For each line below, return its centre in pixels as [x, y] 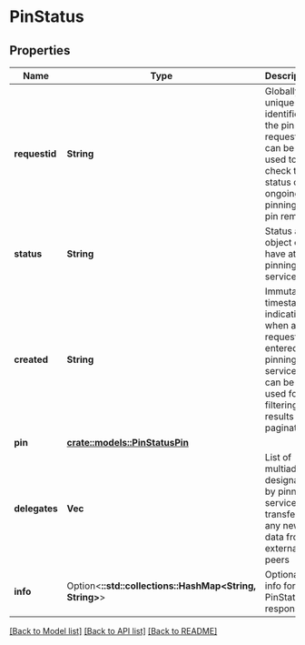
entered [281, 348]
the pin [280, 125]
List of [278, 457]
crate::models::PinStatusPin [128, 443]
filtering [281, 405]
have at [280, 254]
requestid [35, 154]
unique [280, 102]
